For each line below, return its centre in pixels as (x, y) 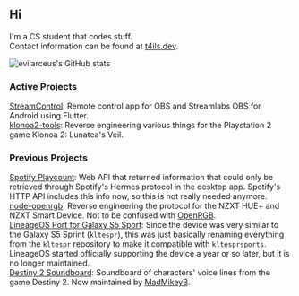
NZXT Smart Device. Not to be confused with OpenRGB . (113, 215)
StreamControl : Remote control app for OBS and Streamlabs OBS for (135, 106)
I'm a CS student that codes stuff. (71, 36)
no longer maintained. (50, 263)
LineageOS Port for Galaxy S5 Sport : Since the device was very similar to (144, 225)
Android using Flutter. (49, 116)
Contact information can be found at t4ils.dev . (94, 46)
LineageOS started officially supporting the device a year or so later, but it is (149, 254)
